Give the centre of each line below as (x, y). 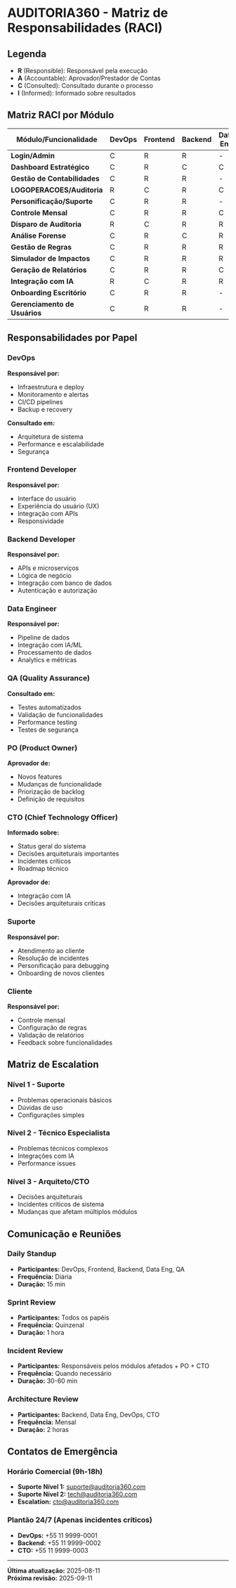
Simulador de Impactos (51, 258)
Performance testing (47, 722)
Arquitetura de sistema (50, 437)
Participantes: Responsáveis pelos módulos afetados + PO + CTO (113, 1366)
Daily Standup (32, 1254)
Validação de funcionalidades (60, 714)
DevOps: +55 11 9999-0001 (57, 1535)
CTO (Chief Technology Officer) (63, 817)
